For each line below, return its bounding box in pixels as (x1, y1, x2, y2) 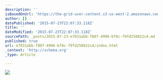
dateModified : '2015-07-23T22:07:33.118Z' (5, 30, 92, 34)
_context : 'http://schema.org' (5, 48, 68, 52)
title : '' (5, 25, 25, 30)
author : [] (5, 16, 27, 21)
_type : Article (5, 52, 36, 57)
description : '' (5, 7, 38, 12)
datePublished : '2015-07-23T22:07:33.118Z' (5, 20, 95, 26)
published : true (5, 39, 38, 44)
